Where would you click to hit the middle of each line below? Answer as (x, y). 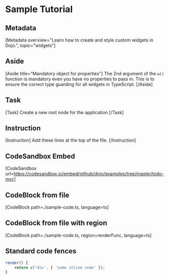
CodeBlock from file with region (56, 223)
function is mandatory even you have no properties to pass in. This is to (80, 79)
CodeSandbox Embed (40, 156)
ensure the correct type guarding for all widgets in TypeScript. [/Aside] (79, 84)
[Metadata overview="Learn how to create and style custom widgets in (79, 40)
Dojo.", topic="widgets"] (30, 45)
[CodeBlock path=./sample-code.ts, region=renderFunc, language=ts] (78, 235)
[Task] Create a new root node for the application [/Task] (65, 112)
